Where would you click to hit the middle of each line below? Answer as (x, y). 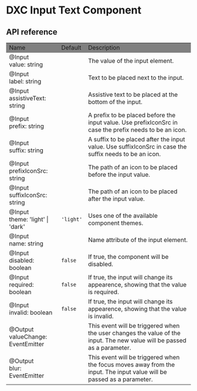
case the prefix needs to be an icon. (137, 130)
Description (104, 48)
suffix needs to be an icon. (124, 154)
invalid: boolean (31, 313)
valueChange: (28, 337)
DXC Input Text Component (74, 10)
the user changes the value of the (134, 333)
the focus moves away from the (131, 365)
